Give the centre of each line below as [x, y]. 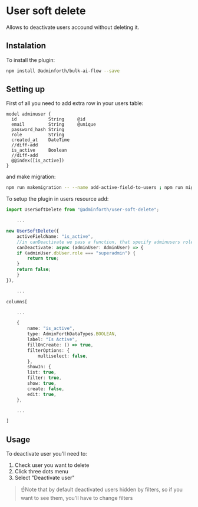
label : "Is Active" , [52, 340]
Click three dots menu [42, 472]
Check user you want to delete [52, 465]
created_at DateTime [40, 140]
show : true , [42, 384]
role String [38, 135]
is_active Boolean [39, 151]
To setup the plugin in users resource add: [57, 199]
